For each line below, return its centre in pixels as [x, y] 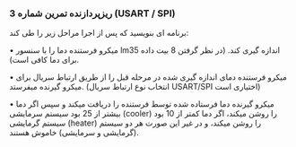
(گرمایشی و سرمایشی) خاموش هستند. [74, 133]
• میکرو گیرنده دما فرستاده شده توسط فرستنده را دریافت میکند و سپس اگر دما [142, 104]
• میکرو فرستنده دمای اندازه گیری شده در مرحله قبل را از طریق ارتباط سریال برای [148, 77]
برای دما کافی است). [44, 60]
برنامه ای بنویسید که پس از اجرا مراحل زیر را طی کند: [99, 33]
